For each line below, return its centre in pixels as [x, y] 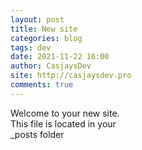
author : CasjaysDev [51, 66]
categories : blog [46, 38]
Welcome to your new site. [65, 113]
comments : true [42, 85]
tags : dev [31, 47]
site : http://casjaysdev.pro [71, 76]
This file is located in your [63, 123]
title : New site [44, 29]
